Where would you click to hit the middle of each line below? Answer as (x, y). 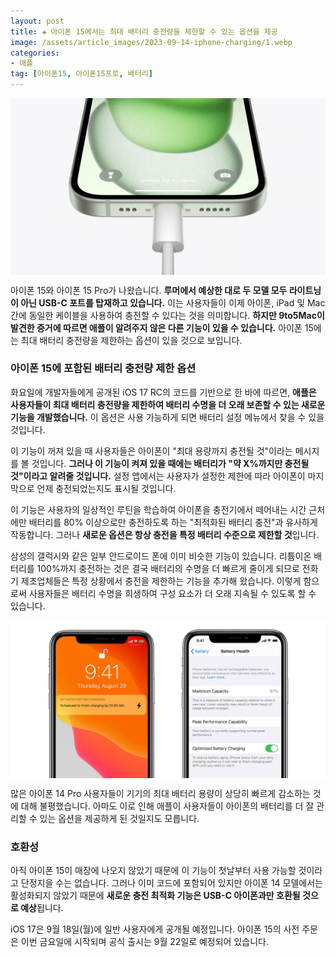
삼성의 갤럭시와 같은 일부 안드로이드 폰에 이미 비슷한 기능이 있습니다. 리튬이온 (161, 556)
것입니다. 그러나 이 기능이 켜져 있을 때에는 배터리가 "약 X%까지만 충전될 (170, 463)
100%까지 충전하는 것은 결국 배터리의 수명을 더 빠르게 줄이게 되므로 (168, 568)
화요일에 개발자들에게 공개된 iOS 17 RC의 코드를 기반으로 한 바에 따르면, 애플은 (163, 392)
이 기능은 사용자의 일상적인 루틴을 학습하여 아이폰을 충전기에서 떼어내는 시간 (158, 509)
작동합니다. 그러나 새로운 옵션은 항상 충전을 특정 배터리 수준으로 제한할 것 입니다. (165, 534)
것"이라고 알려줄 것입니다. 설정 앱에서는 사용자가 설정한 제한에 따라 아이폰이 (158, 476)
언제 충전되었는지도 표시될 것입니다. (106, 488)
